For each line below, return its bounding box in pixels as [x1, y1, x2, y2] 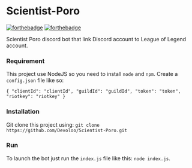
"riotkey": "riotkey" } [6, 94, 66, 100]
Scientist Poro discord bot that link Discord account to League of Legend [6, 35, 187, 42]
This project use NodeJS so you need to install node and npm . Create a [6, 71, 178, 78]
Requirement [6, 57, 45, 65]
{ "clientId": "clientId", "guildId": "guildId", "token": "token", [6, 88, 181, 94]
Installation [6, 108, 40, 116]
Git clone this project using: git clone [6, 121, 100, 128]
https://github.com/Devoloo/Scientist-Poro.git [6, 127, 128, 133]
